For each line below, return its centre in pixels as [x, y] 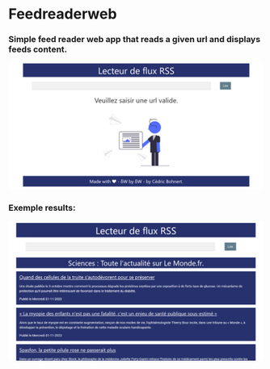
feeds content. [38, 49]
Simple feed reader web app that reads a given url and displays [135, 40]
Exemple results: [42, 208]
